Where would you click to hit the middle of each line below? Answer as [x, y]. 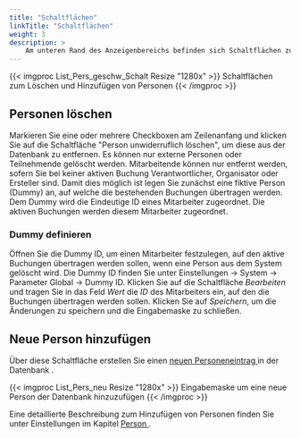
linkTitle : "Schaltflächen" [62, 26]
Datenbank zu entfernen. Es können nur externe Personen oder [126, 154]
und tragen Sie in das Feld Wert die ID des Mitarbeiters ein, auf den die [139, 292]
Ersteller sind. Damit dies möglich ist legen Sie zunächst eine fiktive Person [147, 182]
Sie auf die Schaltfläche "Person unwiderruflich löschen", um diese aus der [147, 145]
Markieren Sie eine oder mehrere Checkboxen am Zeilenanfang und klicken [148, 135]
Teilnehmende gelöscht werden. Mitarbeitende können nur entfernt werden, [149, 164]
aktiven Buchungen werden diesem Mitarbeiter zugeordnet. [119, 211]
